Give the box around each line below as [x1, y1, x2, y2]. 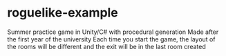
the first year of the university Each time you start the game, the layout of [7, 35, 216, 43]
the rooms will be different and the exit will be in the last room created [7, 42, 206, 50]
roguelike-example [7, 5, 119, 21]
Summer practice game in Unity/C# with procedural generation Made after [7, 28, 219, 36]
